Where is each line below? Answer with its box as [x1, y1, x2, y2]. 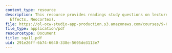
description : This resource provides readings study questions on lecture [5, 12, 168, 17]
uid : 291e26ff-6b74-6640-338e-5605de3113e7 [5, 40, 100, 45]
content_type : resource [5, 7, 56, 13]
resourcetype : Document [5, 31, 56, 36]
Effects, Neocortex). [10, 17, 56, 22]
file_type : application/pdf [5, 26, 66, 31]
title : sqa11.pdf [5, 36, 42, 41]
